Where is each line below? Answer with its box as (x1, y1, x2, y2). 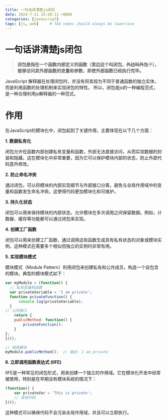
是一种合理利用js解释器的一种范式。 (5, 91, 79, 97)
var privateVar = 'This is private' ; (14, 391, 92, 396)
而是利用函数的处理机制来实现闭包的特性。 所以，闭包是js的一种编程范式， (5, 85, 158, 91)
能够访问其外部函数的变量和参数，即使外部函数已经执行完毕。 (17, 68, 144, 74)
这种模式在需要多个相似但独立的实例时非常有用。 (13, 243, 114, 249)
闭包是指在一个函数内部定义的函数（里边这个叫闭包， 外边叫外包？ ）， (17, 62, 159, 68)
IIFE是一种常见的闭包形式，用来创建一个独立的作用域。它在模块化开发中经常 (5, 370, 161, 376)
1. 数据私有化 (5, 138, 31, 144)
